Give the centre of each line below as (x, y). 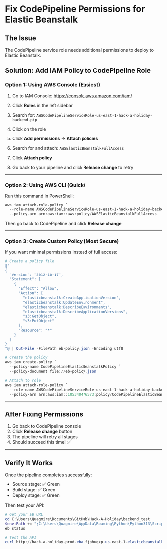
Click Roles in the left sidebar (42, 105)
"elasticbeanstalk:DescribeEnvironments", (68, 307)
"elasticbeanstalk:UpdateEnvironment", (64, 302)
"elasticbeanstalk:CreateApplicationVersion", (72, 298)
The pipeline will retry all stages (45, 437)
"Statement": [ (25, 279)
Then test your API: (25, 505)
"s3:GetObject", (40, 316)
